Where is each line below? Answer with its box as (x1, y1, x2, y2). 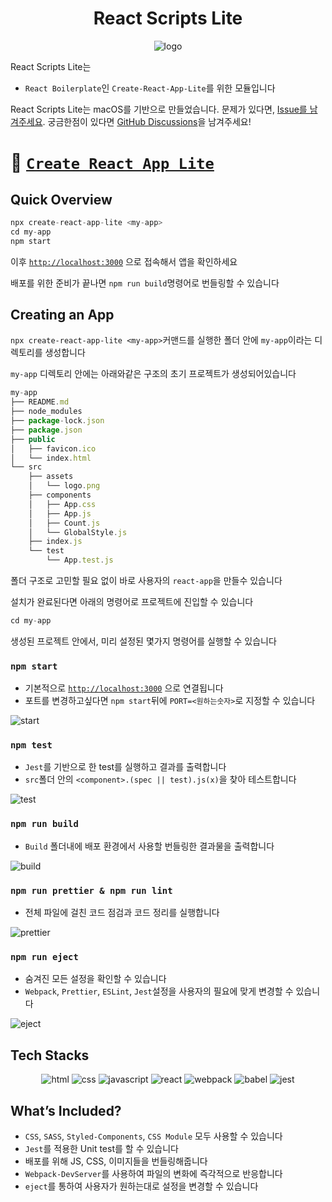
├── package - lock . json (10, 416, 105, 426)
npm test (10, 740, 53, 751)
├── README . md (10, 397, 70, 407)
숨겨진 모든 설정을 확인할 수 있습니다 (24, 973, 167, 985)
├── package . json (10, 425, 83, 435)
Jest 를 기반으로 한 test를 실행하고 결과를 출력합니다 (24, 761, 227, 773)
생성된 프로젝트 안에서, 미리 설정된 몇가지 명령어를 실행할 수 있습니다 (10, 635, 277, 647)
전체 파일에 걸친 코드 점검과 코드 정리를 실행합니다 (24, 907, 220, 919)
